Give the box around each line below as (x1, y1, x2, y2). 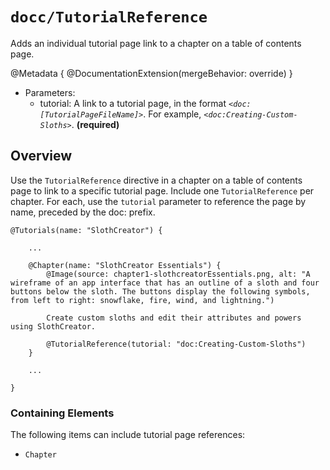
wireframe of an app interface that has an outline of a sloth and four (10, 278, 320, 288)
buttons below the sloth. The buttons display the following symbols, (10, 286, 311, 297)
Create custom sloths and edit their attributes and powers (46, 313, 302, 323)
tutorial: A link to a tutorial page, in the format (39, 97, 227, 109)
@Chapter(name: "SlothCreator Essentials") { (28, 260, 222, 270)
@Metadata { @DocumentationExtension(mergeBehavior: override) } (10, 67, 293, 79)
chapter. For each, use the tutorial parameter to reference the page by (10, 195, 307, 207)
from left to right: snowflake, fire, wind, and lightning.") (10, 295, 275, 305)
